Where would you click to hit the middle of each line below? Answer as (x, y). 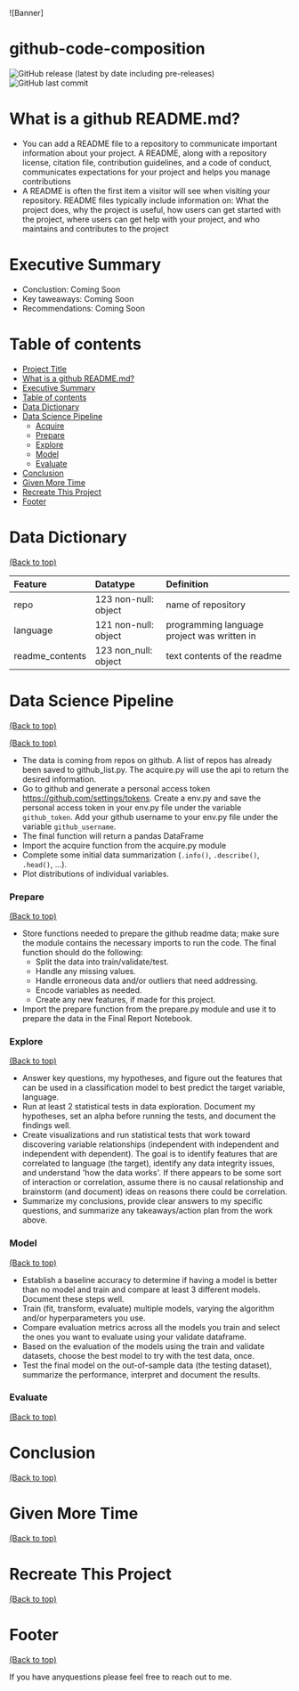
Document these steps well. (73, 1298)
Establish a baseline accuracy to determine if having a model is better (149, 1280)
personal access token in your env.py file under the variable (132, 807)
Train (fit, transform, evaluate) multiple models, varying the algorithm (148, 1308)
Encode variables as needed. (89, 990)
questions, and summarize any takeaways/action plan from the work (147, 1211)
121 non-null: (124, 624)
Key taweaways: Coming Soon (78, 298)
